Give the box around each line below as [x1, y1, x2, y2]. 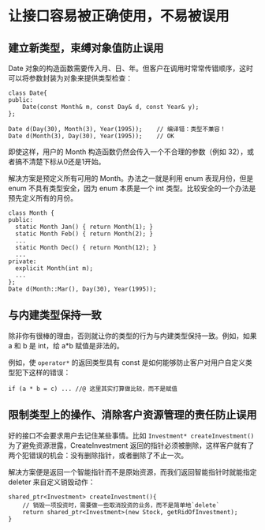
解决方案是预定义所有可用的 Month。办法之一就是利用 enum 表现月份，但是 [8, 174, 254, 182]
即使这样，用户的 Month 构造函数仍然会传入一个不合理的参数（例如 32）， [8, 147, 248, 156]
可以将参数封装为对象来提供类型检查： [8, 73, 132, 83]
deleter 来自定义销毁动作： [8, 477, 96, 487]
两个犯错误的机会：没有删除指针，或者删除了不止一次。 [8, 450, 188, 460]
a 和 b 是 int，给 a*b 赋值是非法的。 [8, 340, 124, 350]
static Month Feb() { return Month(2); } [15, 230, 154, 238]
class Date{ [8, 89, 47, 97]
